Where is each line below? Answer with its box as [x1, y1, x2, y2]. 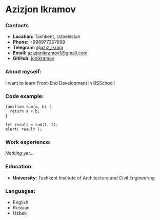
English [12, 199, 29, 205]
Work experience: [5, 138, 51, 146]
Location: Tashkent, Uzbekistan [12, 33, 81, 39]
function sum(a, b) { [5, 104, 52, 110]
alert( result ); [5, 127, 43, 132]
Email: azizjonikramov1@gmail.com [12, 50, 88, 56]
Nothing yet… [5, 150, 34, 156]
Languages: [5, 187, 36, 194]
